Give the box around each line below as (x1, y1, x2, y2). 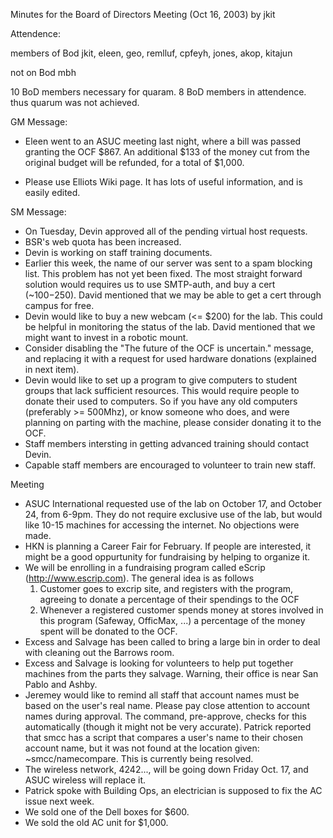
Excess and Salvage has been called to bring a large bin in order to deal (24, 636, 321, 648)
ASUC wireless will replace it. (24, 774, 147, 786)
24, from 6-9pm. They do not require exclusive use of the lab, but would (24, 509, 323, 520)
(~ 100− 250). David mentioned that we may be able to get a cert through (24, 289, 322, 301)
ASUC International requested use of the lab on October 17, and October (24, 498, 322, 509)
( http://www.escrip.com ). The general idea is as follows (24, 572, 255, 584)
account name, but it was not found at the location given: (24, 742, 260, 754)
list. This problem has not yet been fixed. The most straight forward (24, 268, 303, 279)
